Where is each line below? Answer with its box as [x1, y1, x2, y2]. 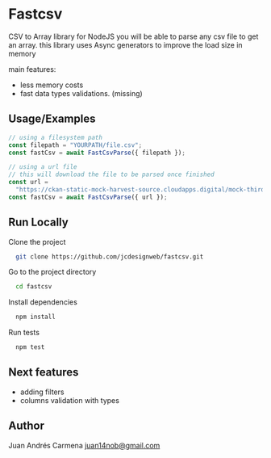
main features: [8, 64, 56, 74]
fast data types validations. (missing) [19, 88, 143, 98]
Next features [8, 365, 79, 380]
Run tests [8, 328, 40, 338]
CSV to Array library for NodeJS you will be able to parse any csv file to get [8, 32, 259, 41]
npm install [15, 313, 56, 321]
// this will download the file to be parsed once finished [8, 170, 215, 179]
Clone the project [8, 237, 66, 246]
